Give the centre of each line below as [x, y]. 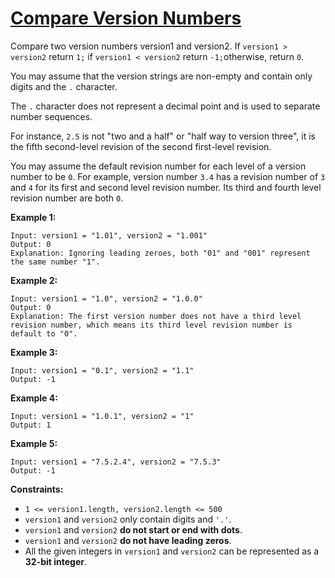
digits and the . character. [64, 86]
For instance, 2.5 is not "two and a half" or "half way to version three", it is [163, 136]
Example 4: [34, 398]
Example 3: [34, 352]
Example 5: [34, 443]
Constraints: [37, 489]
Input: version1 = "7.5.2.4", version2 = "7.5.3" [116, 462]
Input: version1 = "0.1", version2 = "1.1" [102, 370]
